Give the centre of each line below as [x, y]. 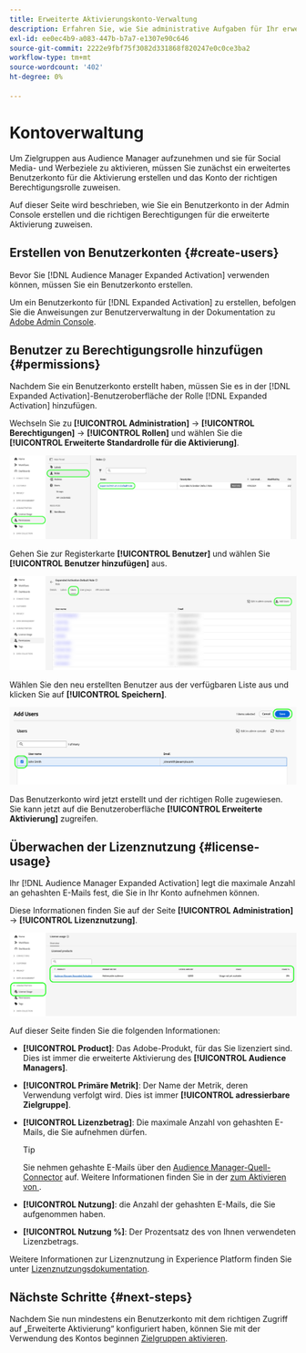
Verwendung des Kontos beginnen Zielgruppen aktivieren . [119, 1338]
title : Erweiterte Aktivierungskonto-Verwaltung [103, 19]
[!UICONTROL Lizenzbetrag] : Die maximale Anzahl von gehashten [148, 1122]
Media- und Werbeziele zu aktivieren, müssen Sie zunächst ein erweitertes [150, 168]
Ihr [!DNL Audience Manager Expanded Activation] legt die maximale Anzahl [153, 883]
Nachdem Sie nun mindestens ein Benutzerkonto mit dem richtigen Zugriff [149, 1319]
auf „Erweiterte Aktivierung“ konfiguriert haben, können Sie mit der [135, 1329]
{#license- [229, 847]
